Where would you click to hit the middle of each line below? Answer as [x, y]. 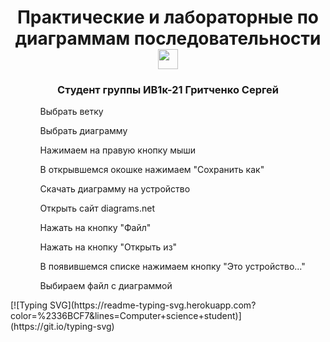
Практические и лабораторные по [168, 17]
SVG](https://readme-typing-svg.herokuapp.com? [153, 305]
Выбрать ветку [71, 112]
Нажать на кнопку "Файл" [95, 228]
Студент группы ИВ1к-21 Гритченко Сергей [168, 90]
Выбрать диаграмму [83, 131]
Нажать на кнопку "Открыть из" [108, 247]
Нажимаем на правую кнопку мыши [118, 150]
